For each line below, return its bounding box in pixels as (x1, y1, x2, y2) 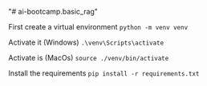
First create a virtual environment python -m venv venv (8, 22, 189, 31)
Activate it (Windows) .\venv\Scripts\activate (8, 37, 164, 47)
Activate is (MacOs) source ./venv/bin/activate (8, 53, 169, 62)
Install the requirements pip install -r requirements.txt (8, 68, 200, 78)
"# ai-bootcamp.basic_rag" (8, 7, 99, 16)
